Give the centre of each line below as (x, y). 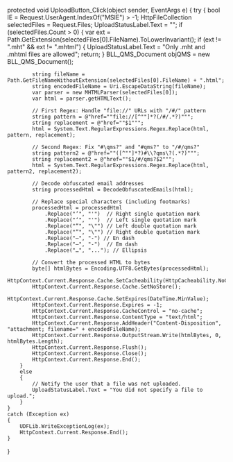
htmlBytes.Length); (35, 341)
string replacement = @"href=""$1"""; (88, 123)
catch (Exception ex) (38, 414)
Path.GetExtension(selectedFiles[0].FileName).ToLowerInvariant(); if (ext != (114, 40)
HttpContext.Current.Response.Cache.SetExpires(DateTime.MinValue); (108, 299)
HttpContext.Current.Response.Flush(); (90, 348)
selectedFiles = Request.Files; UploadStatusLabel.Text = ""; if (95, 25)
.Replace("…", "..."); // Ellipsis (96, 250)
